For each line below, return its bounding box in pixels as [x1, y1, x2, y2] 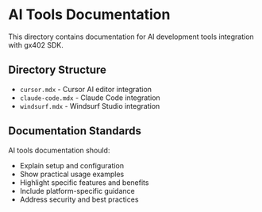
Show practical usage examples [19, 169, 125, 179]
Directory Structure [8, 64, 107, 77]
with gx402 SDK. [8, 40, 64, 49]
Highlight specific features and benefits [19, 177, 149, 187]
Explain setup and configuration [19, 160, 125, 170]
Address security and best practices [19, 195, 139, 204]
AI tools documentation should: [8, 145, 110, 155]
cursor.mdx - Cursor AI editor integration [19, 84, 152, 94]
